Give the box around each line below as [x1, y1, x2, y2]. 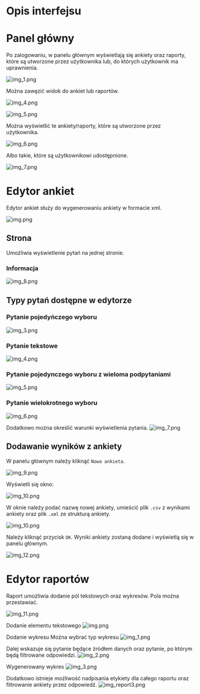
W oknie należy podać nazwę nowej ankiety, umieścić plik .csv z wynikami [6, 503, 190, 511]
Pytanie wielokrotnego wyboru [6, 399, 98, 407]
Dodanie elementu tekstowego [6, 621, 82, 629]
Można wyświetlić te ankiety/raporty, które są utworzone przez [6, 122, 161, 129]
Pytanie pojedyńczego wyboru [6, 313, 97, 321]
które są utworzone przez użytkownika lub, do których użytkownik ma [6, 58, 179, 65]
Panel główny [6, 32, 75, 46]
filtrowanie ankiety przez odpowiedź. [6, 681, 97, 688]
